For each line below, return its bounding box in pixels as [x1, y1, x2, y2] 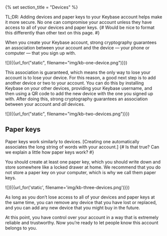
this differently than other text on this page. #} [5, 30, 100, 35]
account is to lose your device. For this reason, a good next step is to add [5, 75, 156, 80]
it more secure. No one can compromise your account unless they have [5, 19, 152, 25]
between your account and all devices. [5, 101, 85, 107]
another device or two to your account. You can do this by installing [5, 80, 144, 86]
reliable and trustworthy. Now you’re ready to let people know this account [5, 220, 159, 226]
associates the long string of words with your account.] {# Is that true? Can [5, 144, 160, 150]
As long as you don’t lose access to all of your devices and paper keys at [5, 194, 155, 200]
